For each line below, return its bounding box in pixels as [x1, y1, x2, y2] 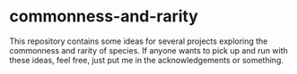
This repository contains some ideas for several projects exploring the [9, 36, 268, 46]
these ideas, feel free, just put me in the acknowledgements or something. [9, 54, 284, 65]
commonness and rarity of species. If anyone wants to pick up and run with [9, 45, 289, 55]
